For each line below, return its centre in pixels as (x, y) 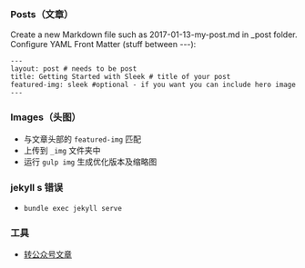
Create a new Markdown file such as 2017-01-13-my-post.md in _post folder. (154, 35)
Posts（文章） (42, 14)
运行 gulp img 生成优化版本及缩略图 (90, 162)
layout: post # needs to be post (74, 69)
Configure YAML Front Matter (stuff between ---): (103, 45)
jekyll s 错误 (37, 187)
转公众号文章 (47, 254)
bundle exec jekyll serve (72, 208)
